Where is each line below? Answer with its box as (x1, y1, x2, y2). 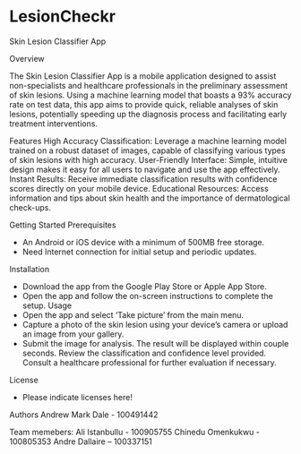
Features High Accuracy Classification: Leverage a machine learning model (9, 135, 287, 146)
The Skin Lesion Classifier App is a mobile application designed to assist (9, 70, 277, 81)
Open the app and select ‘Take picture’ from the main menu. (21, 309, 245, 320)
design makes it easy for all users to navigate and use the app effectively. (9, 164, 280, 175)
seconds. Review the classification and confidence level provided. (21, 347, 267, 358)
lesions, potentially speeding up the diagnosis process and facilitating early (9, 108, 288, 119)
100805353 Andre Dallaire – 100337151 (9, 436, 152, 447)
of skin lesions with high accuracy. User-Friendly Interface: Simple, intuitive (9, 154, 288, 165)
